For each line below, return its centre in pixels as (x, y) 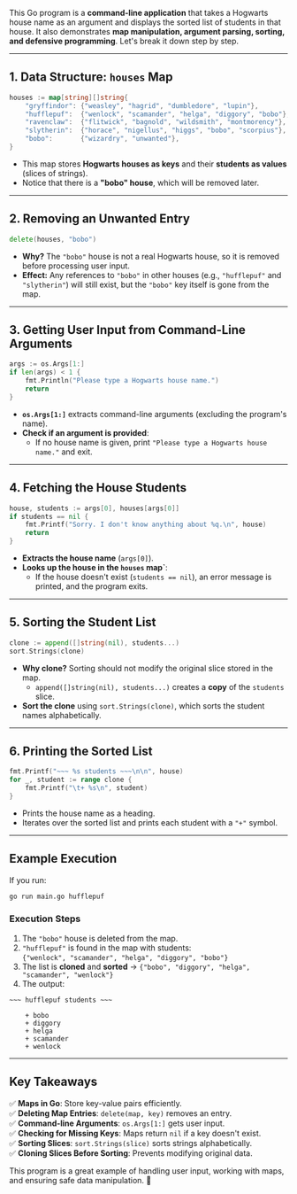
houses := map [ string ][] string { (69, 97)
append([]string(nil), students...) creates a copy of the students (160, 686)
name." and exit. (64, 452)
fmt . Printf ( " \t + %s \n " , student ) (87, 788)
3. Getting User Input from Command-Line (127, 330)
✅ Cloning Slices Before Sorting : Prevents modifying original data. (131, 1153)
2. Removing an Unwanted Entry (99, 219)
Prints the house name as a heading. (88, 813)
